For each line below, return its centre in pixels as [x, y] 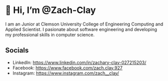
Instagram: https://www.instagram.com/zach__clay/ [66, 73]
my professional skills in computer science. [50, 34]
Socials [17, 50]
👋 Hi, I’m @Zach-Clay [51, 10]
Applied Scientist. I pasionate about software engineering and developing [81, 29]
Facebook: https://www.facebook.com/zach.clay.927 [67, 67]
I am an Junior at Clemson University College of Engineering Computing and [84, 24]
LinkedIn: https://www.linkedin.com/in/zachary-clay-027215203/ [79, 62]
